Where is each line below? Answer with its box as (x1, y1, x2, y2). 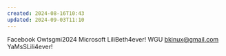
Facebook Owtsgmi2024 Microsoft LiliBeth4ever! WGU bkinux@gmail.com (7, 35, 219, 43)
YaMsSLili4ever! (7, 42, 53, 51)
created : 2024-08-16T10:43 (7, 10, 85, 17)
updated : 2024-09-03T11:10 (7, 16, 85, 23)
